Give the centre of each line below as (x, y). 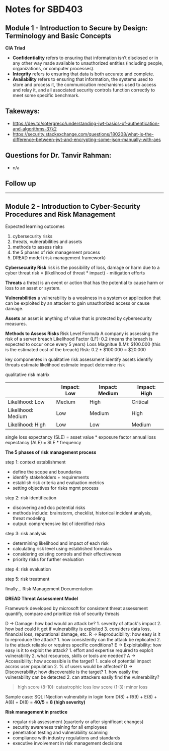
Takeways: (23, 111)
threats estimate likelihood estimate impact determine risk (65, 365)
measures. (16, 324)
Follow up (21, 184)
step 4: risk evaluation (28, 569)
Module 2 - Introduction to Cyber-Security (73, 206)
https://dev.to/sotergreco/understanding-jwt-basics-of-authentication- (86, 123)
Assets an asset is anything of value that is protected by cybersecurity (79, 318)
